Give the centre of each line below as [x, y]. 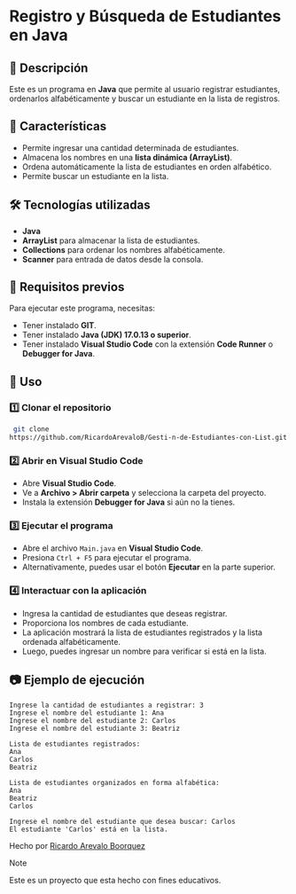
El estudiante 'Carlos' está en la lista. [89, 829]
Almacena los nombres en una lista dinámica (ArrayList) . [127, 157]
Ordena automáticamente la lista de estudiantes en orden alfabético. [147, 167]
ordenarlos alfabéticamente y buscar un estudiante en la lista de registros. [145, 98]
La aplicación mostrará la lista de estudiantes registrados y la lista [142, 632]
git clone [31, 429]
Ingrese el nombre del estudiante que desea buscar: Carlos [123, 821]
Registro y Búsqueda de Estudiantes [145, 16]
